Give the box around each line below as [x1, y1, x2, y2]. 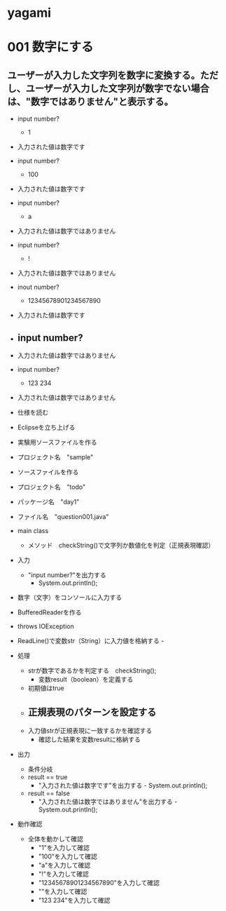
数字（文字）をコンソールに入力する [17, 593, 122, 601]
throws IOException [17, 622, 75, 630]
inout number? [17, 283, 59, 292]
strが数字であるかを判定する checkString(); [27, 666, 157, 675]
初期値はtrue [27, 684, 64, 692]
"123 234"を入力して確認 [38, 896, 111, 904]
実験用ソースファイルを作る [17, 438, 98, 446]
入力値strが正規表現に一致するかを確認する [27, 726, 153, 734]
